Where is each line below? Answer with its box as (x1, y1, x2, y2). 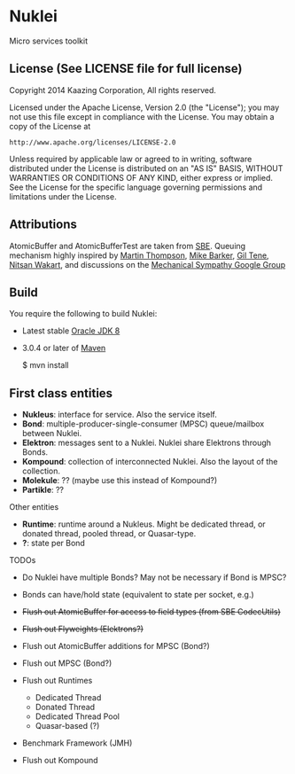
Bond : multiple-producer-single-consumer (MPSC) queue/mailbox (21, 418, 265, 429)
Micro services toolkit (9, 35, 89, 46)
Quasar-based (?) (35, 721, 100, 731)
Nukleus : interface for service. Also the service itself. (21, 410, 217, 420)
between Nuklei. (21, 428, 82, 439)
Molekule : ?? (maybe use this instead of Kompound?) (21, 475, 218, 486)
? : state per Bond (21, 538, 86, 549)
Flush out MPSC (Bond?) (21, 658, 113, 668)
